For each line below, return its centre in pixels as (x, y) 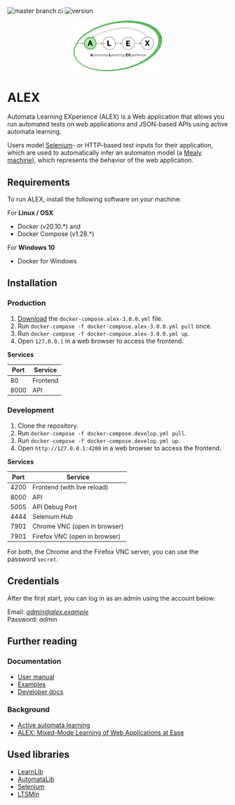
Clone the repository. (48, 426)
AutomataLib (36, 779)
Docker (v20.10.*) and (49, 227)
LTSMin (28, 794)
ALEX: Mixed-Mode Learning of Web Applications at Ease (101, 732)
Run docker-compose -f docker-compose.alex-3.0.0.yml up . (103, 333)
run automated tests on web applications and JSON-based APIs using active (118, 124)
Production (27, 303)
